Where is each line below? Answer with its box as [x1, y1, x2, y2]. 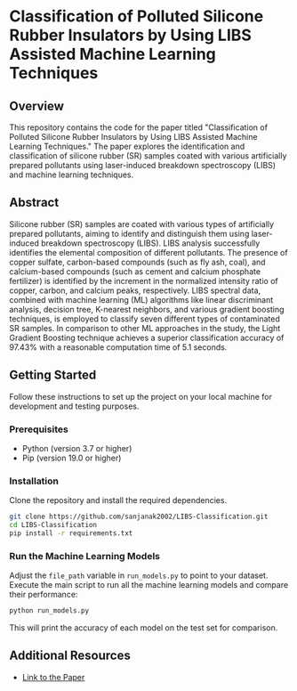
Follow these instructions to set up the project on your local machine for [9, 391, 273, 402]
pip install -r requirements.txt [9, 528, 133, 538]
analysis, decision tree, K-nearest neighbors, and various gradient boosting [9, 304, 285, 314]
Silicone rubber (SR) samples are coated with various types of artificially [9, 218, 274, 229]
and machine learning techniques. [9, 169, 134, 180]
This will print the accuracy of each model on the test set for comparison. [9, 622, 278, 633]
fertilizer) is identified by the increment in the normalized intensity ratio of [9, 275, 278, 286]
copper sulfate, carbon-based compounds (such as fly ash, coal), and [9, 256, 266, 267]
